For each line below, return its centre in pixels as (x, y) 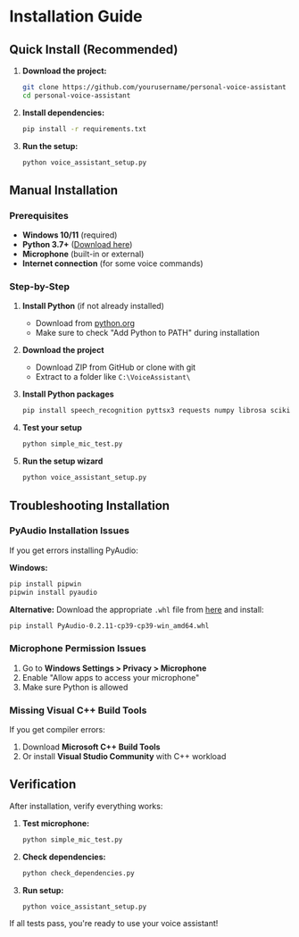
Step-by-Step (39, 287)
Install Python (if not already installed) (93, 306)
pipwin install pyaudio (54, 592)
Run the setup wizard (62, 461)
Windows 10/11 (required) (70, 235)
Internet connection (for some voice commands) (112, 264)
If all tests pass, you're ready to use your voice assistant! (114, 924)
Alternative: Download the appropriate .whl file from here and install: (137, 609)
